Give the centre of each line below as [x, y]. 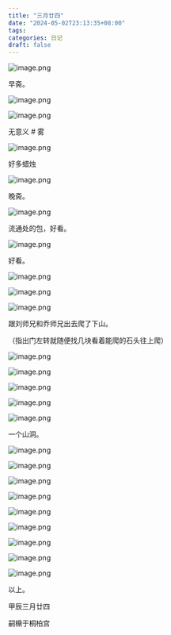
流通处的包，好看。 [40, 229]
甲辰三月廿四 [29, 606]
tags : [17, 30]
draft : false [30, 45]
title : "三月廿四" [36, 15]
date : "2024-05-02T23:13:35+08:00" [67, 23]
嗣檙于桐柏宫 [29, 623]
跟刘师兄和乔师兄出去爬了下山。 [60, 324]
